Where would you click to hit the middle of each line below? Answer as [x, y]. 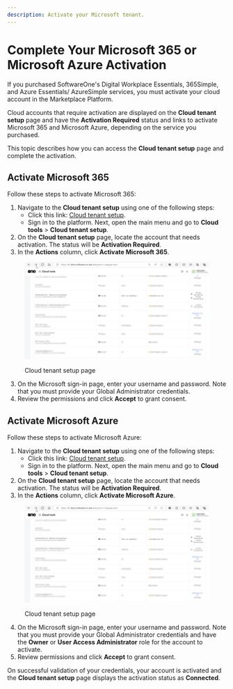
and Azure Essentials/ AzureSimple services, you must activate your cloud [114, 91]
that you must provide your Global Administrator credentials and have [117, 635]
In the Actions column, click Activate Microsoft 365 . [93, 252]
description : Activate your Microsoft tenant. [76, 15]
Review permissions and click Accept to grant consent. [96, 657]
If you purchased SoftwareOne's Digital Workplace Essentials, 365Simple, [113, 84]
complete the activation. [42, 155]
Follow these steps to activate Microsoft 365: [72, 194]
